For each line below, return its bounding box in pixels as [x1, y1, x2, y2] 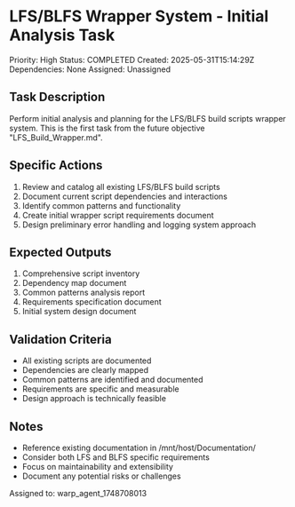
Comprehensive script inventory [21, 268, 140, 279]
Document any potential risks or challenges [21, 471, 181, 481]
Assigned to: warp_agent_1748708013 [9, 488, 147, 498]
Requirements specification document [21, 297, 162, 307]
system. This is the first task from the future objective [9, 123, 205, 133]
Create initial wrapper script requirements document [21, 210, 214, 220]
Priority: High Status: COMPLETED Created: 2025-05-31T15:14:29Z [9, 54, 255, 65]
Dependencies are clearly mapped [21, 365, 149, 376]
